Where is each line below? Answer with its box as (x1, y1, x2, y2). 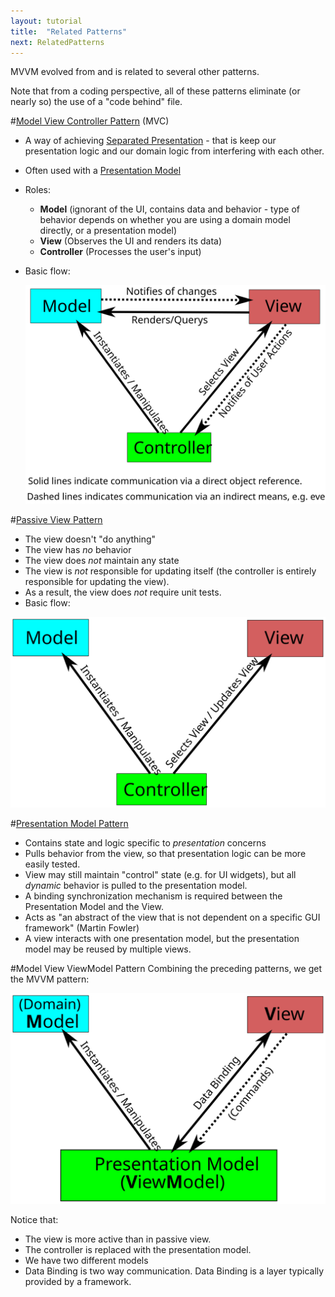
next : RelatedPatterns (10, 37, 105, 47)
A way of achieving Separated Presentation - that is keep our (24, 135, 277, 147)
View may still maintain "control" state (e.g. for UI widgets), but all (24, 868, 297, 880)
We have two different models (24, 1255, 149, 1266)
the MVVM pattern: (10, 973, 90, 985)
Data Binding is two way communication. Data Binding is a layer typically (24, 1265, 325, 1277)
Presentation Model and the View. (24, 900, 164, 912)
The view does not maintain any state (24, 555, 180, 567)
